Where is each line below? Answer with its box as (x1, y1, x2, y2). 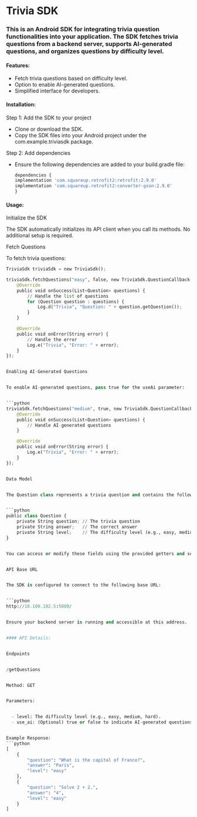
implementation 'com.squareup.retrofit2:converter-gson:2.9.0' (14, 183, 173, 189)
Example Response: (6, 735, 51, 741)
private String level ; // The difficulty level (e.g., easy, (16, 529, 177, 535)
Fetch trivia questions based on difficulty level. (14, 75, 128, 82)
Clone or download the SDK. (14, 125, 84, 132)
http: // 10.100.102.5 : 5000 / (6, 603, 72, 610)
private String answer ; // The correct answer (16, 524, 138, 530)
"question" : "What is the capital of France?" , (27, 757, 145, 763)
